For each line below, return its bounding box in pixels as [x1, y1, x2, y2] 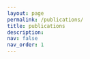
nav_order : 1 [7, 41, 44, 48]
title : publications [7, 22, 66, 29]
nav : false [7, 35, 38, 42]
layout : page [7, 9, 44, 17]
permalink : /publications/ [7, 16, 84, 23]
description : [7, 28, 44, 36]
